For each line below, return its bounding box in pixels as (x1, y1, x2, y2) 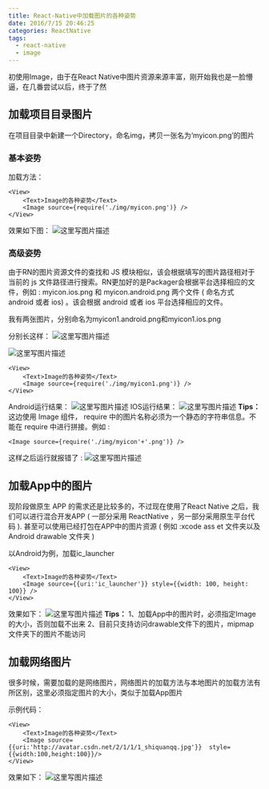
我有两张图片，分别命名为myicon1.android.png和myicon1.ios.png (8, 314, 222, 324)
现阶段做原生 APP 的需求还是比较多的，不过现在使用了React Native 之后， (8, 501, 252, 511)
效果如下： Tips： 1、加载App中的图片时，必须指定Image (8, 610, 256, 619)
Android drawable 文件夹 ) (8, 532, 94, 541)
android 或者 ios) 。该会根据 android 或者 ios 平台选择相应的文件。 (8, 297, 228, 307)
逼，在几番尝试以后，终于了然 (8, 82, 106, 91)
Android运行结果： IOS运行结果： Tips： (8, 402, 260, 412)
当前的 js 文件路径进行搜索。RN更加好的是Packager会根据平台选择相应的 (8, 277, 248, 287)
